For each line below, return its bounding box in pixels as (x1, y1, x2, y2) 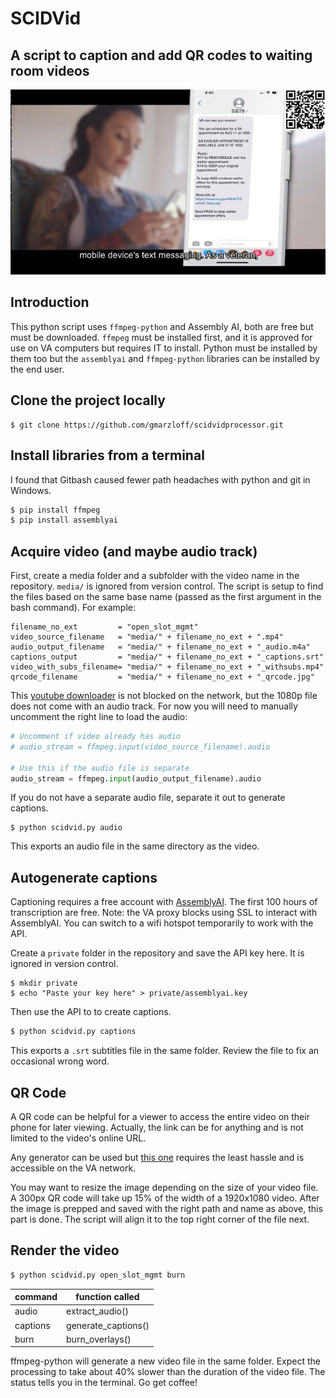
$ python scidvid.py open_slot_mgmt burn (10, 1270, 186, 1280)
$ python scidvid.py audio (10, 823, 123, 833)
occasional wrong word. (10, 1055, 110, 1067)
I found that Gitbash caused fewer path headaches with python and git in (10, 473, 311, 486)
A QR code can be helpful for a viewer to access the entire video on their (10, 1110, 310, 1122)
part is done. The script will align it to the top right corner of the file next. (10, 1213, 310, 1225)
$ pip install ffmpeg (10, 505, 101, 515)
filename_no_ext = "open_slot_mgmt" (10, 622, 199, 632)
